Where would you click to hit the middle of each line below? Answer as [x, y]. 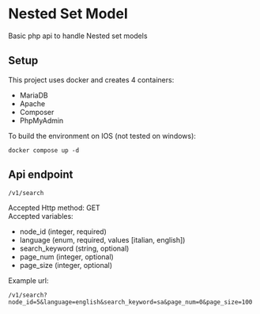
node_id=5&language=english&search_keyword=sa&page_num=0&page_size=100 [130, 302]
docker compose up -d [44, 150]
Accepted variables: [41, 216]
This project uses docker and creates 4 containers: [91, 79]
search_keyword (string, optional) [74, 248]
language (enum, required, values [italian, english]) [102, 239]
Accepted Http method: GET [54, 208]
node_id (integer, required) [63, 232]
